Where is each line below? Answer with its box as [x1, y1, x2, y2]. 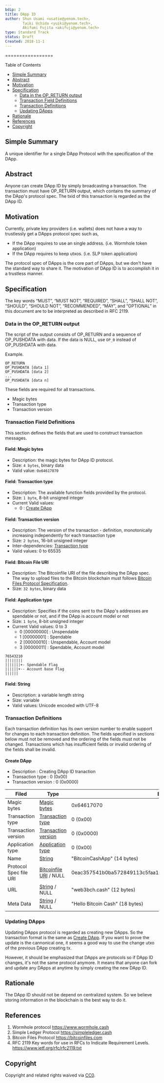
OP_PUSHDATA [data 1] [5, 365, 49, 370]
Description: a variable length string [12, 692, 84, 698]
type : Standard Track [5, 30, 49, 35]
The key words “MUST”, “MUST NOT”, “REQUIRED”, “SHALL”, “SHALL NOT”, [5, 298, 158, 303]
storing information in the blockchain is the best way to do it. [5, 997, 127, 1003]
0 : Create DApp [19, 505, 52, 511]
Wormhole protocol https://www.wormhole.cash [12, 1024, 109, 1030]
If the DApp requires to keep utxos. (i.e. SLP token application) [12, 251, 138, 257]
